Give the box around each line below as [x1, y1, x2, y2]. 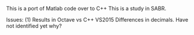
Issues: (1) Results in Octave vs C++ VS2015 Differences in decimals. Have [6, 16, 189, 23]
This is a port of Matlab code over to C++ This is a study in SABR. [6, 5, 167, 12]
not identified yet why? [6, 23, 62, 29]
